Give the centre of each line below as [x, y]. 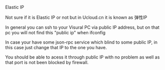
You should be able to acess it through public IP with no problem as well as [82, 57]
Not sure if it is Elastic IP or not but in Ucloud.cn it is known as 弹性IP [76, 17]
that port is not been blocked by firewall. [47, 62]
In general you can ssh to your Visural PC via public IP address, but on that [82, 27]
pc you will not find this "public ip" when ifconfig [55, 33]
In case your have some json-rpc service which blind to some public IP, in [81, 42]
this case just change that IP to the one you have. [56, 47]
